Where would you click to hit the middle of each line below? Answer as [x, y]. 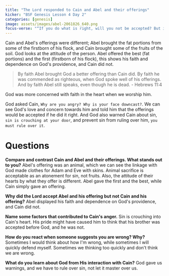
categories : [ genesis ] [29, 19]
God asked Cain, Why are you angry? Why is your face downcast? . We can [82, 104]
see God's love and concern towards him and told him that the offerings [80, 110]
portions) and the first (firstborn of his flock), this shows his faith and [77, 59]
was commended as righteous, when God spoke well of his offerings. [89, 79]
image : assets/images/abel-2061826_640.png [52, 24]
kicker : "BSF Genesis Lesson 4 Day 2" [46, 15]
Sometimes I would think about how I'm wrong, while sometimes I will [77, 242]
